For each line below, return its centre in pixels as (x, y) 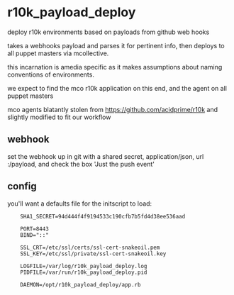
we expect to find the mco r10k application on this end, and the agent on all (117, 88)
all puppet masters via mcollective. (58, 53)
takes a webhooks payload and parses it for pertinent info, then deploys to (116, 45)
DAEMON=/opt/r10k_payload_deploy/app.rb (80, 284)
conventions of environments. (51, 74)
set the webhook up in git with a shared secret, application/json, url (106, 156)
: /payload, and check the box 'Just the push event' (81, 164)
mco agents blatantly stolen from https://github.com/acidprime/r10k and (113, 109)
